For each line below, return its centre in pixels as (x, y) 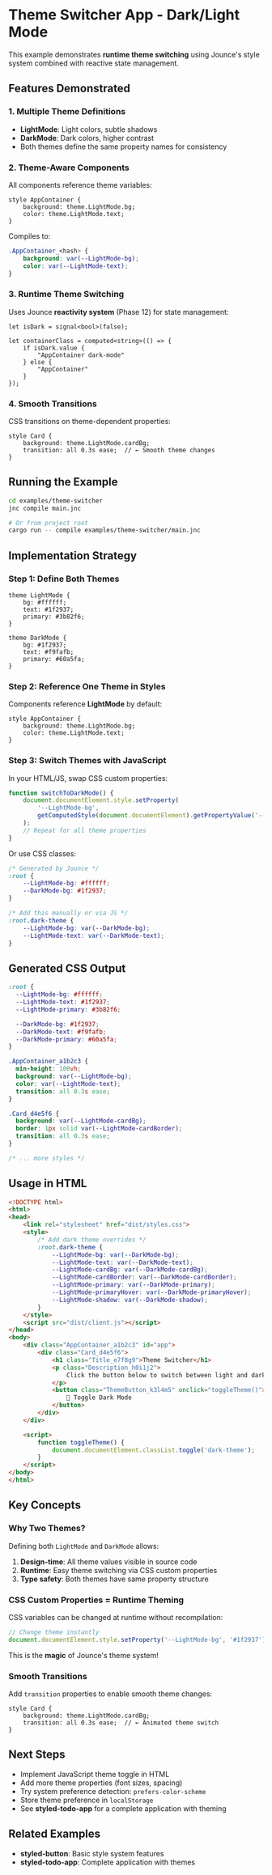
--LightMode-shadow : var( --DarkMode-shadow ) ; (130, 1300)
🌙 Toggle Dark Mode (99, 1398)
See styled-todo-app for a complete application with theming (123, 1808)
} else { (38, 362)
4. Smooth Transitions (53, 404)
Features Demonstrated (70, 89)
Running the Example (64, 482)
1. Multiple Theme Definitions (67, 112)
